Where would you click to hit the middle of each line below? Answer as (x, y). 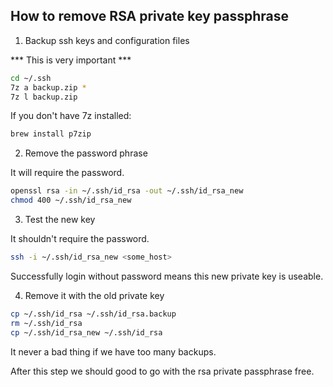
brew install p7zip (51, 134)
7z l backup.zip (44, 97)
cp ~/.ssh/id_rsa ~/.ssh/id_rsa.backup (93, 314)
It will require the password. (67, 173)
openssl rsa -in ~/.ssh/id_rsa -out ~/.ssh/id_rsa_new (127, 191)
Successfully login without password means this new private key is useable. (167, 276)
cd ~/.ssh (31, 78)
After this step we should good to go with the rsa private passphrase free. (162, 371)
